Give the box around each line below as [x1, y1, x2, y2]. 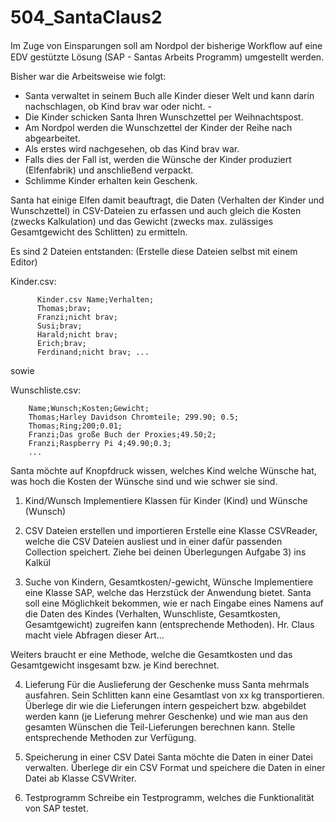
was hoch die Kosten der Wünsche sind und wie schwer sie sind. [10, 475, 278, 487]
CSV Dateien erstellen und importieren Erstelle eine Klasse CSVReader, [24, 524, 318, 536]
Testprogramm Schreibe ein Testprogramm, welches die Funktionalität [24, 791, 315, 803]
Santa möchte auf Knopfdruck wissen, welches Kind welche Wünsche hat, [10, 464, 317, 476]
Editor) [10, 256, 38, 268]
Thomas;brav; [36, 303, 92, 313]
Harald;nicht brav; [36, 329, 118, 340]
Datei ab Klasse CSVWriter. [24, 772, 137, 784]
